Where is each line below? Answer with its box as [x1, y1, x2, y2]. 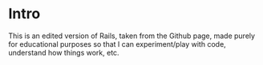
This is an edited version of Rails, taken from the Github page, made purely [8, 31, 255, 40]
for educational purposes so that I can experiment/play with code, [8, 39, 226, 48]
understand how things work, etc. [8, 48, 119, 57]
